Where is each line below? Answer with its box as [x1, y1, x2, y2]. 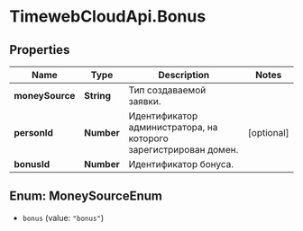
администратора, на [128, 121, 218, 133]
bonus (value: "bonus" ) [22, 212, 105, 223]
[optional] [247, 127, 289, 138]
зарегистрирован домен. [128, 144, 239, 155]
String [84, 90, 111, 102]
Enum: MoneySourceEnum [9, 189, 163, 204]
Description [158, 69, 210, 81]
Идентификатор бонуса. [128, 158, 234, 170]
